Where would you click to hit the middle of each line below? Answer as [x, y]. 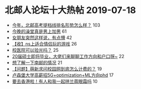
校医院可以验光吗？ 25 [35, 50]
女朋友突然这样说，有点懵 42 [42, 37]
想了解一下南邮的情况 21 [37, 62]
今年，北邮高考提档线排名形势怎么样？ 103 [56, 25]
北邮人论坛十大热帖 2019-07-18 [70, 10]
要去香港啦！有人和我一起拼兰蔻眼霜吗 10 [55, 81]
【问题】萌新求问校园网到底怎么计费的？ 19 [57, 68]
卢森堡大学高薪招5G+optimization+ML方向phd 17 [63, 75]
